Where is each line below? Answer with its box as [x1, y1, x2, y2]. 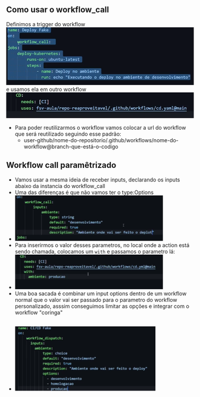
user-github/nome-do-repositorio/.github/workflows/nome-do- [23, 136, 179, 143]
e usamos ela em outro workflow [6, 86, 86, 93]
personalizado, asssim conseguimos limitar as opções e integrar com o [14, 302, 189, 310]
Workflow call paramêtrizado [6, 160, 117, 170]
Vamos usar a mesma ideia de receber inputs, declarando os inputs [14, 176, 180, 183]
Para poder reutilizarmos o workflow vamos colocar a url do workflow [14, 124, 186, 131]
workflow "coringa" [14, 309, 63, 316]
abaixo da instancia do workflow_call [14, 182, 105, 189]
